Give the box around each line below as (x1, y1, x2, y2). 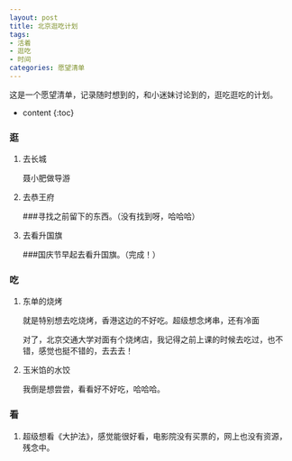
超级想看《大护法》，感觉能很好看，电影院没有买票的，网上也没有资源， (22, 430, 287, 441)
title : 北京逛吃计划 (9, 22, 78, 31)
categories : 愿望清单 (9, 64, 86, 73)
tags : (9, 30, 30, 39)
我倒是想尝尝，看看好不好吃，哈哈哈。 (22, 384, 165, 394)
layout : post (9, 13, 59, 23)
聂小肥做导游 (22, 173, 70, 184)
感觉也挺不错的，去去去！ (38, 346, 133, 357)
